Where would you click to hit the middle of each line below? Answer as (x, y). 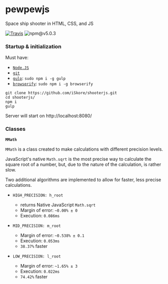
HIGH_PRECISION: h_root (38, 195)
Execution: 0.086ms (40, 215)
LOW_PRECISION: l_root (37, 256)
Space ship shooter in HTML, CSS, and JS (49, 23)
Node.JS (21, 68)
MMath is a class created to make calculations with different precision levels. (84, 149)
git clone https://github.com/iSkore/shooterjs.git (61, 93)
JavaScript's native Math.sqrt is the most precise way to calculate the (78, 159)
